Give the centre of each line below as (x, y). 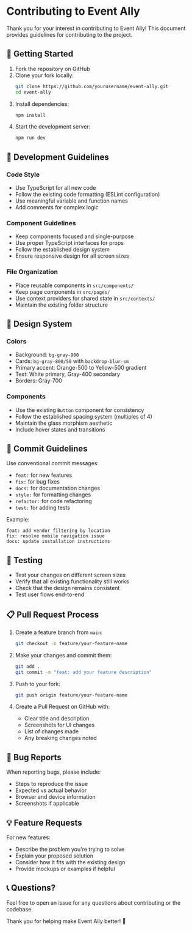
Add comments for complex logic (57, 207)
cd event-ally (33, 92)
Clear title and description (57, 719)
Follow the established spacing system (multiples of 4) (84, 416)
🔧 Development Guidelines (58, 157)
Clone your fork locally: (44, 75)
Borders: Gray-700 (38, 381)
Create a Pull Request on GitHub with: (62, 707)
